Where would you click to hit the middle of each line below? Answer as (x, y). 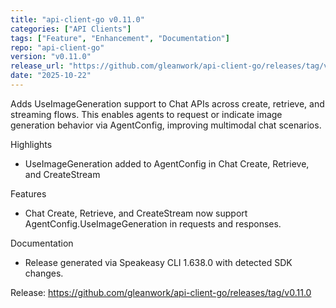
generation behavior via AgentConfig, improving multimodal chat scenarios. (166, 125)
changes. (44, 273)
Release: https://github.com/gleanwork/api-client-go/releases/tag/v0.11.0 (161, 292)
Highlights (31, 144)
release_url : (37, 66)
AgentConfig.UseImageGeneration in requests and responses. (153, 223)
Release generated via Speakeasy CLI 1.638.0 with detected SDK (158, 262)
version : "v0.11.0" (51, 57)
